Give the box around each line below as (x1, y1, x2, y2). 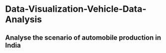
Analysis (5, 14, 42, 25)
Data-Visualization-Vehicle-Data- (5, 3, 147, 15)
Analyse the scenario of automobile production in (5, 33, 161, 42)
